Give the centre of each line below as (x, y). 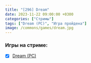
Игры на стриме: (26, 45)
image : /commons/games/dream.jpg (39, 28)
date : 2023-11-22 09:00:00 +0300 (39, 14)
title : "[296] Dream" (27, 10)
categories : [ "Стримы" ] (30, 19)
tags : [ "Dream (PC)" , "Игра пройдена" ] (46, 23)
